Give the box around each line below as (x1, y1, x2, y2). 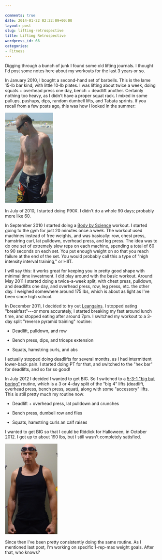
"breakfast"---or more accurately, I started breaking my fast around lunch (5, 308, 152, 314)
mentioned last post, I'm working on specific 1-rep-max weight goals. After (5, 544, 154, 550)
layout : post (5, 23, 31, 28)
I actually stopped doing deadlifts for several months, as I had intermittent (5, 356, 152, 362)
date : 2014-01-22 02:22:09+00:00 (5, 18, 73, 23)
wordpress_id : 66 (5, 39, 40, 44)
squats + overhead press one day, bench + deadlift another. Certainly (5, 87, 144, 93)
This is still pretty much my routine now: (5, 391, 85, 397)
